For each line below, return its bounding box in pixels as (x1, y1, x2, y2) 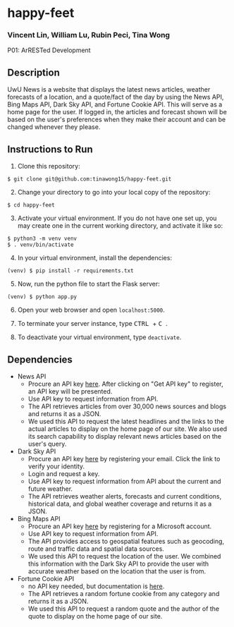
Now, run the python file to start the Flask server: (17, 280, 160, 288)
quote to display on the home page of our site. (27, 611, 163, 620)
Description (7, 66, 60, 78)
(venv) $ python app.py (7, 293, 78, 300)
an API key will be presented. (27, 386, 113, 396)
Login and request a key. (27, 469, 100, 477)
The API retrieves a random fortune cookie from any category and (27, 589, 220, 597)
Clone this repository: (17, 162, 80, 171)
